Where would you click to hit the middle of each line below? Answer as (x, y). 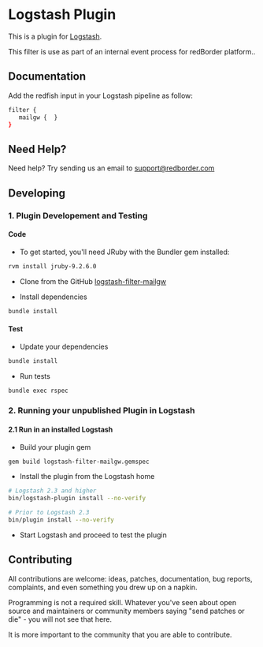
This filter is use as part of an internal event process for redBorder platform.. (132, 51)
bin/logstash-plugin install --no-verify (77, 499)
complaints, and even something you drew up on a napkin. (103, 587)
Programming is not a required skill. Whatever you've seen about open (122, 602)
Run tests (35, 376)
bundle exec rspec (38, 391)
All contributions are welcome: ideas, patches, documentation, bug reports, (131, 578)
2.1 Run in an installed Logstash (61, 429)
